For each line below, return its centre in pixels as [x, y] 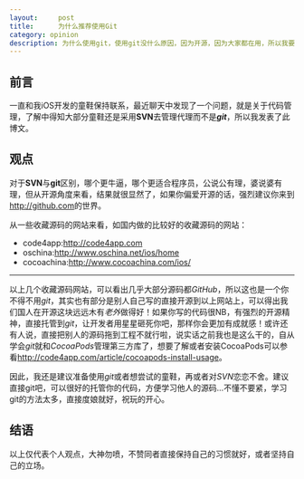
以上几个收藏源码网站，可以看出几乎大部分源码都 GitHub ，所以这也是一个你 [149, 289]
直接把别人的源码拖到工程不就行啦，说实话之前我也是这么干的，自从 [167, 334]
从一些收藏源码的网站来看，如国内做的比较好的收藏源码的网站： [128, 225]
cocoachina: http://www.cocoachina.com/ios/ [107, 262]
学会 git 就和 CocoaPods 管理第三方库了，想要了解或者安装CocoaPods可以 [145, 346]
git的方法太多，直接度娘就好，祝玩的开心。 [90, 398]
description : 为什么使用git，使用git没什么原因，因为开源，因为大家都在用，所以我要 [152, 43]
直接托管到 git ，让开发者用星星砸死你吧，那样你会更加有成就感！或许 [152, 323]
